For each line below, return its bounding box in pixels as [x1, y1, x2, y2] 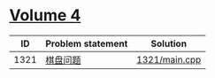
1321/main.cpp [136, 53, 202, 66]
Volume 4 [9, 5, 81, 26]
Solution [150, 37, 188, 50]
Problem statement [45, 37, 128, 50]
